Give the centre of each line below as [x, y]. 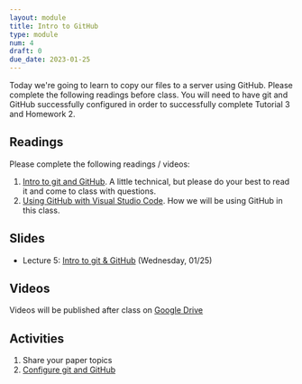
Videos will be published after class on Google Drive [106, 310]
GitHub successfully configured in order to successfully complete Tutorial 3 [150, 104]
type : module [34, 34]
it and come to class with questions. [89, 191]
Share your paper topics [67, 361]
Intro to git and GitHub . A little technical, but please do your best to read [156, 181]
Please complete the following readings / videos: [100, 164]
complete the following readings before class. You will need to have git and [149, 95]
